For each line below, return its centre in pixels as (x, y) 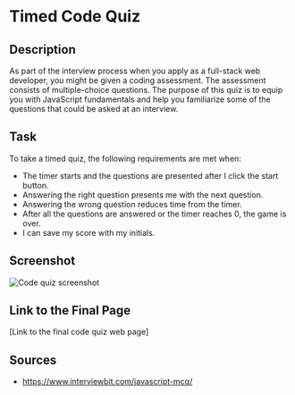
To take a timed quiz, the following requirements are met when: (125, 158)
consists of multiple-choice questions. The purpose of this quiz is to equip (146, 90)
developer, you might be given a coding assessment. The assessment (138, 80)
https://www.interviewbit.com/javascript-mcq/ (107, 382)
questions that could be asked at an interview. (94, 109)
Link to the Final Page (70, 311)
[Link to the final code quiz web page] (79, 332)
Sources (33, 360)
